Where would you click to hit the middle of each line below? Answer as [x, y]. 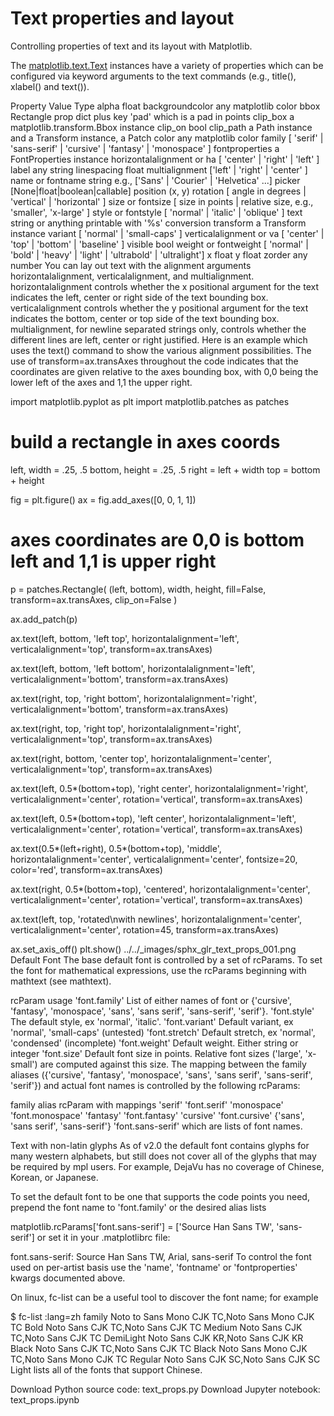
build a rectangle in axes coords [145, 442]
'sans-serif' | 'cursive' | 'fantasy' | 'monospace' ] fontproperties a [145, 148]
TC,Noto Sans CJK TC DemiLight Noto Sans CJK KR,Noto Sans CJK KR [157, 1338]
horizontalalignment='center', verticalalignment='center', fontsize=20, [154, 859]
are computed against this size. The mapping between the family [173, 1064]
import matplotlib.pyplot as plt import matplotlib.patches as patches [150, 401]
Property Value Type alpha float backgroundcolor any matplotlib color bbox [165, 106]
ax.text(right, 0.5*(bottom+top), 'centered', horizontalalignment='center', [160, 889]
